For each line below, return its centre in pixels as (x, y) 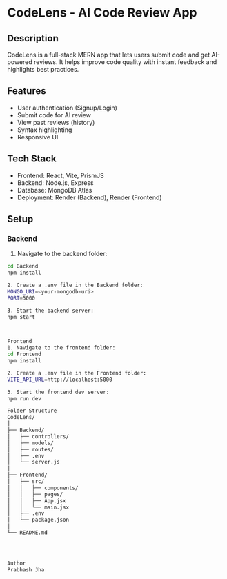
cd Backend (23, 266)
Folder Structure (32, 411)
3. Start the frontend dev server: (58, 392)
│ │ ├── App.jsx (37, 501)
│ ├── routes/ (30, 449)
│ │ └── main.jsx (38, 507)
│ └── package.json (38, 520)
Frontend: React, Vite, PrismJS (61, 175)
